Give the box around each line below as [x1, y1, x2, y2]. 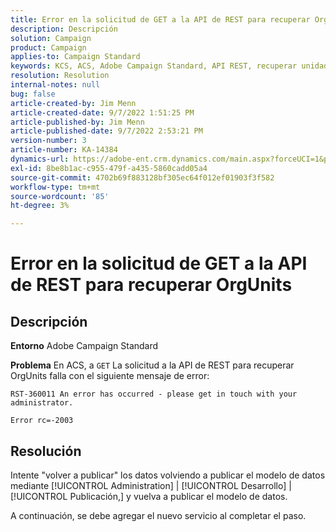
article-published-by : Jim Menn [10, 117, 145, 127]
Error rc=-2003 [10, 416, 74, 426]
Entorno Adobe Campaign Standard [10, 340, 159, 352]
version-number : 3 [10, 136, 87, 146]
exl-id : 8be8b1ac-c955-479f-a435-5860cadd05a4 [10, 163, 208, 173]
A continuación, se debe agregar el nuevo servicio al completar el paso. [10, 509, 307, 521]
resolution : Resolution [10, 71, 110, 81]
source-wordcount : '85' [10, 191, 110, 201]
